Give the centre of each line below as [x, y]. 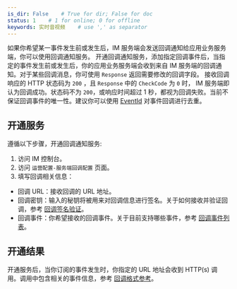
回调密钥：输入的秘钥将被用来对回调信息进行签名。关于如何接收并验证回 [122, 200]
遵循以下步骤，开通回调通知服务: [55, 144]
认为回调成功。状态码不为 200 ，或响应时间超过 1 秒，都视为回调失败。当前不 [118, 92]
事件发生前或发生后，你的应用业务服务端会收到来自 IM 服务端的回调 [118, 66]
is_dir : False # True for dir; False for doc [80, 14]
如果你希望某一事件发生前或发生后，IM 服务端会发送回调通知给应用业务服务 [117, 48]
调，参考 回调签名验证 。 [53, 209]
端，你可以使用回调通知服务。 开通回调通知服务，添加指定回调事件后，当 [113, 57]
